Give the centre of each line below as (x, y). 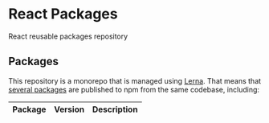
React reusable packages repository (68, 36)
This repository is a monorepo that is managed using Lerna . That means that (135, 80)
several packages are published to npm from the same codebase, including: (134, 89)
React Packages (63, 14)
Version (69, 109)
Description (115, 109)
